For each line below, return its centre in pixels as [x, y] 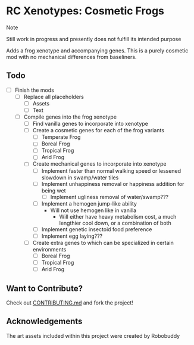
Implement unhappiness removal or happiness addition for [113, 184]
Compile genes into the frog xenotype [70, 117]
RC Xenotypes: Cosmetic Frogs [85, 11]
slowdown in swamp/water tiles [80, 178]
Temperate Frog [61, 137]
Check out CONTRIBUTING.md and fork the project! [70, 303]
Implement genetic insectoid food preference [97, 229]
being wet [54, 190]
